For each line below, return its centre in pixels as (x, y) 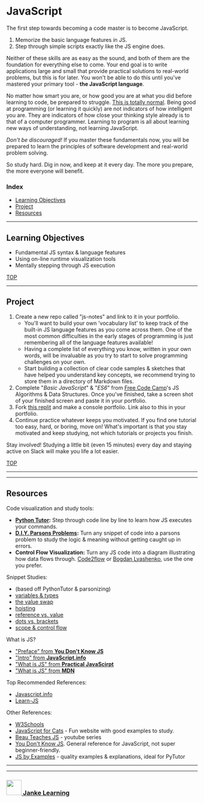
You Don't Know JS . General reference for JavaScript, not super (95, 743)
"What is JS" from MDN (45, 670)
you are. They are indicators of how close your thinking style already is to (98, 115)
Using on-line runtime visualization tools (65, 259)
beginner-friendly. (38, 750)
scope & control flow (41, 627)
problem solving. (27, 153)
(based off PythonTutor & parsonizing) (63, 589)
